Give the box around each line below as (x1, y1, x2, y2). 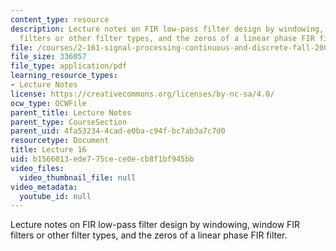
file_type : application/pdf (10, 61, 128, 71)
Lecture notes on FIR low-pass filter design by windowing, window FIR (10, 219, 301, 231)
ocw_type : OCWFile (10, 98, 87, 108)
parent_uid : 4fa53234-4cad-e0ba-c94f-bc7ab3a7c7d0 (10, 126, 226, 136)
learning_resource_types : (10, 71, 118, 81)
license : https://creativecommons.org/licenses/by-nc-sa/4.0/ (10, 89, 275, 99)
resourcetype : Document (10, 136, 110, 146)
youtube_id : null (19, 191, 92, 201)
